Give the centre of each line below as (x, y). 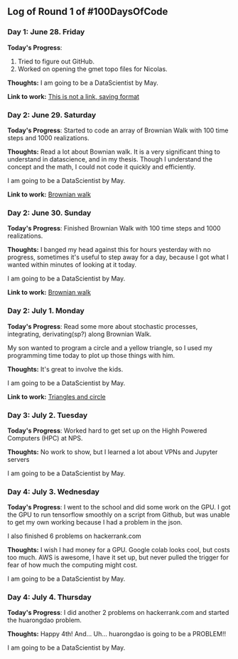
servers (18, 459)
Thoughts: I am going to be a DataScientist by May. (83, 83)
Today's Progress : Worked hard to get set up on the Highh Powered (107, 431)
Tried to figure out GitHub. (56, 61)
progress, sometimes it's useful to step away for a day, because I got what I (118, 257)
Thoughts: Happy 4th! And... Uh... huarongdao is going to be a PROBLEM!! (117, 634)
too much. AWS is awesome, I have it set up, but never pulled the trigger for (118, 557)
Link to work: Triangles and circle (56, 396)
